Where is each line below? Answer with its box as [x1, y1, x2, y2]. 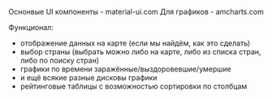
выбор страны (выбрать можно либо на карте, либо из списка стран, [19, 47, 261, 56]
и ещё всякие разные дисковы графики [19, 73, 158, 82]
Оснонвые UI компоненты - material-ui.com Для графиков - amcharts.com [8, 7, 264, 16]
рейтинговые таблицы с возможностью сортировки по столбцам [19, 81, 248, 91]
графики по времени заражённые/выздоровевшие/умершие [19, 64, 231, 74]
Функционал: [8, 23, 54, 32]
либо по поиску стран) [19, 56, 100, 65]
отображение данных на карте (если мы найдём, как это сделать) [19, 38, 251, 48]
